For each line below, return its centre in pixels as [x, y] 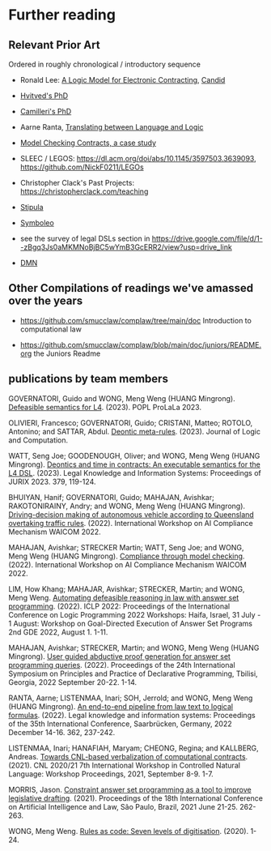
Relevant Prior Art [54, 45]
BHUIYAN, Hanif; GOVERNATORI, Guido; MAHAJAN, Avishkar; [111, 497]
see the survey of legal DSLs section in [85, 238]
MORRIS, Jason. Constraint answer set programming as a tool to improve [130, 789]
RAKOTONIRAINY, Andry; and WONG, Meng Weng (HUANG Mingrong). [127, 506]
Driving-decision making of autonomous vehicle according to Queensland [131, 514]
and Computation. [38, 440]
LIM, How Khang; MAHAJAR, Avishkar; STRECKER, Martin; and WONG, [127, 588]
